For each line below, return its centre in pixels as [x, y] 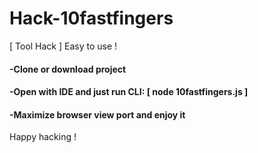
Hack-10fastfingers [91, 18]
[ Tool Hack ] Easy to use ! [63, 46]
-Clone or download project [68, 69]
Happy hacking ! [43, 137]
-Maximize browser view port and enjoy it [97, 114]
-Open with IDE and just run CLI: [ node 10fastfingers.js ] [129, 92]
